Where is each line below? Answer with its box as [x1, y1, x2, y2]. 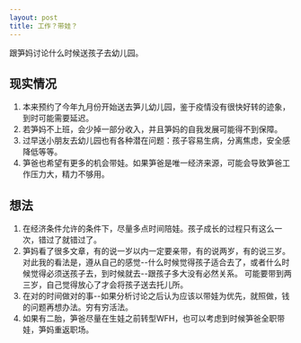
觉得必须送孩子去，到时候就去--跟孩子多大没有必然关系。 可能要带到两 [30, 268, 292, 279]
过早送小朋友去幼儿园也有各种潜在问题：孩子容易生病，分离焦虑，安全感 [22, 136, 290, 146]
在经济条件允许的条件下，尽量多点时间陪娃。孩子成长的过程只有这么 [22, 224, 275, 234]
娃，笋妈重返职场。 [22, 324, 94, 335]
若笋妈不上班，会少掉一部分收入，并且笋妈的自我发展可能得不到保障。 [22, 124, 283, 135]
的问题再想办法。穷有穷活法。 [22, 302, 133, 312]
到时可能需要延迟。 [22, 113, 94, 124]
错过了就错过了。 [38, 234, 102, 245]
